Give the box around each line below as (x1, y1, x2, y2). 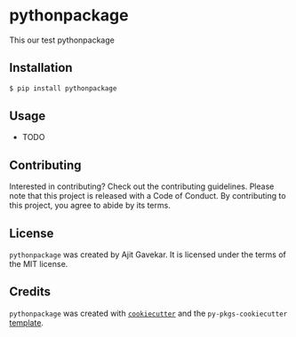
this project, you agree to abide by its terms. (9, 200, 171, 211)
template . (9, 317, 44, 328)
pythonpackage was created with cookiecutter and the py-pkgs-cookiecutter (9, 308, 288, 318)
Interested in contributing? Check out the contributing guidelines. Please (9, 181, 275, 192)
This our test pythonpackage (9, 35, 116, 45)
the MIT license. (9, 259, 68, 270)
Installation (9, 60, 73, 75)
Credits (9, 285, 52, 300)
